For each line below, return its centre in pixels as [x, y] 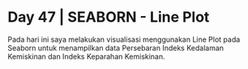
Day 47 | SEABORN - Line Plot [109, 17]
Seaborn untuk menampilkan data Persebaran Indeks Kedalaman [116, 47]
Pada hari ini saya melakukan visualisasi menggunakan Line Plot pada [124, 39]
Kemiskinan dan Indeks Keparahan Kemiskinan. [86, 56]
